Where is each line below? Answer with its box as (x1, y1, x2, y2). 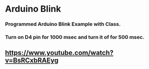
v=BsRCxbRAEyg (5, 56, 59, 65)
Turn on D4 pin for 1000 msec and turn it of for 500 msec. (5, 34, 145, 41)
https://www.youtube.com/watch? (5, 49, 114, 57)
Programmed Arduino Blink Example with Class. (5, 21, 121, 28)
